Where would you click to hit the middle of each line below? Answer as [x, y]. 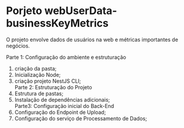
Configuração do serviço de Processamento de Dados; [81, 118]
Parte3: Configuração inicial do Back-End [64, 106]
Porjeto [24, 11]
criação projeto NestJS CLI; [48, 81]
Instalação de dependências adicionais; [62, 100]
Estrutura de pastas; [39, 93]
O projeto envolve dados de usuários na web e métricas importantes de [92, 39]
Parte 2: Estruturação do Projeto [53, 87]
